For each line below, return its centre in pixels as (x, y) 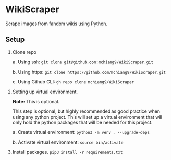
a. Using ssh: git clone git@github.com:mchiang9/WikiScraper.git (83, 62)
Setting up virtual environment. (45, 92)
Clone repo (25, 52)
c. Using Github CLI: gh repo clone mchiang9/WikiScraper (73, 82)
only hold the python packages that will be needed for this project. (82, 122)
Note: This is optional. (36, 101)
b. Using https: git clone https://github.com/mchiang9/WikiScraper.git (89, 72)
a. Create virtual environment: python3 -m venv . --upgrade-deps (81, 132)
